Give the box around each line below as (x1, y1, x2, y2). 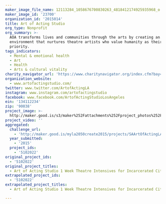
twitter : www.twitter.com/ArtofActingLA (5, 85, 90, 91)
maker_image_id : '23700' (5, 12, 56, 17)
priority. (9, 44, 30, 49)
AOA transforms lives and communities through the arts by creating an (9, 35, 161, 40)
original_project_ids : (5, 154, 52, 159)
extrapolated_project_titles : (5, 182, 68, 187)
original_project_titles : (5, 164, 58, 169)
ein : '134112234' (5, 100, 41, 104)
